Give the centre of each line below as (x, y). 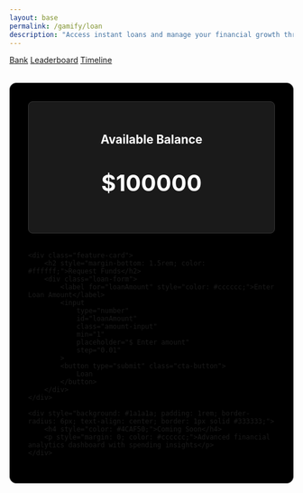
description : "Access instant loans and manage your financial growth (145, 34)
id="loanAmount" (107, 318)
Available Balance (151, 140)
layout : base (34, 18)
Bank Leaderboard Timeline (61, 60)
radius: (42, 421)
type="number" (102, 311)
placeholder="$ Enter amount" (133, 342)
